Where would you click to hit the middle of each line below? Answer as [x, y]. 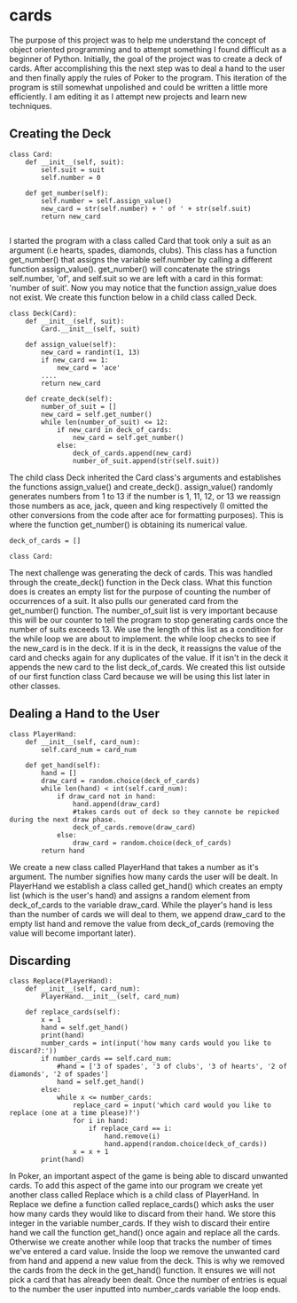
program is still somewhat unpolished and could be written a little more [139, 87]
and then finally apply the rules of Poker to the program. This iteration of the [148, 77]
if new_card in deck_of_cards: [114, 430]
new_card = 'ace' [89, 368]
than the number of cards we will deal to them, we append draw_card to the [148, 914]
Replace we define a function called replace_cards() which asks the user [142, 1205]
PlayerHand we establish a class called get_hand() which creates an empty [146, 886]
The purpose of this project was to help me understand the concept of [138, 40]
